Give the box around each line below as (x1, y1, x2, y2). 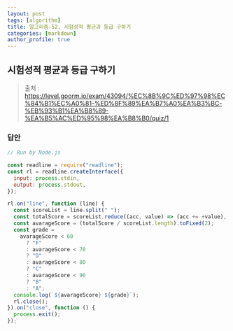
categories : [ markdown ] (7, 29, 77, 37)
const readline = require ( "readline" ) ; (7, 162, 124, 169)
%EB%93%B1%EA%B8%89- (24, 106, 109, 115)
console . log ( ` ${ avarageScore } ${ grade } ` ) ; (13, 291, 139, 298)
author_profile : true (7, 36, 71, 43)
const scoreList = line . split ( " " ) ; (13, 207, 120, 214)
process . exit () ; (13, 311, 61, 318)
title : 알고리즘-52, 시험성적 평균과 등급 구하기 (7, 23, 132, 30)
